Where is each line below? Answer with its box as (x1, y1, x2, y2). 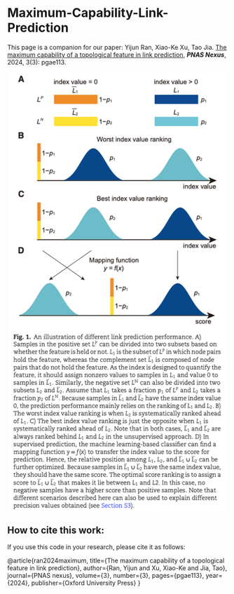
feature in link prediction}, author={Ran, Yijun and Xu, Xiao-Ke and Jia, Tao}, (7, 563, 228, 572)
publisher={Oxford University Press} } (31, 579, 141, 587)
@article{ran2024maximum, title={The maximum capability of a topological (7, 556, 225, 565)
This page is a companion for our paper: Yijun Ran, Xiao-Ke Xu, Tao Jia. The (7, 43, 227, 51)
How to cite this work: (7, 524, 105, 536)
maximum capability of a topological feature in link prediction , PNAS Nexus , (7, 50, 226, 59)
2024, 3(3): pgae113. (7, 58, 67, 66)
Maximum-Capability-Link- (7, 5, 169, 21)
